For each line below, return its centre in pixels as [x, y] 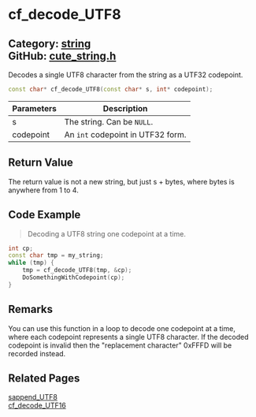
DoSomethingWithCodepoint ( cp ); [74, 277]
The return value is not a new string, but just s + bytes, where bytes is [121, 181]
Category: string [50, 44]
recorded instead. [37, 353]
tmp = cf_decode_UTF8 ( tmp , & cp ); [77, 270]
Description [125, 108]
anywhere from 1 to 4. [43, 190]
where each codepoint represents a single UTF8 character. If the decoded [129, 337]
